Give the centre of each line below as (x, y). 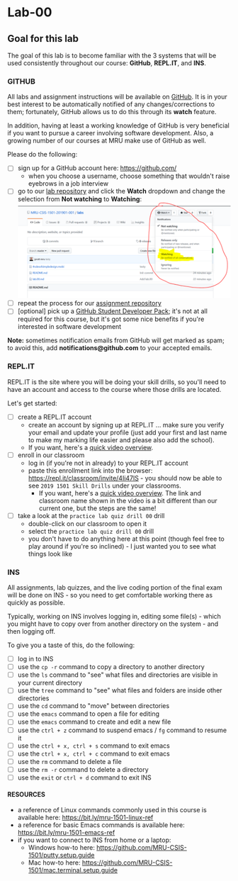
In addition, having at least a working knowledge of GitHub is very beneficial (119, 125)
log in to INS (35, 659)
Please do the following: (42, 155)
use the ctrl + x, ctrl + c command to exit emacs (93, 753)
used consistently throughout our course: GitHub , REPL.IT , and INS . (107, 63)
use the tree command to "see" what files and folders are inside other (120, 690)
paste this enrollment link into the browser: (90, 470)
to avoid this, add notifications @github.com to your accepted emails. (110, 348)
